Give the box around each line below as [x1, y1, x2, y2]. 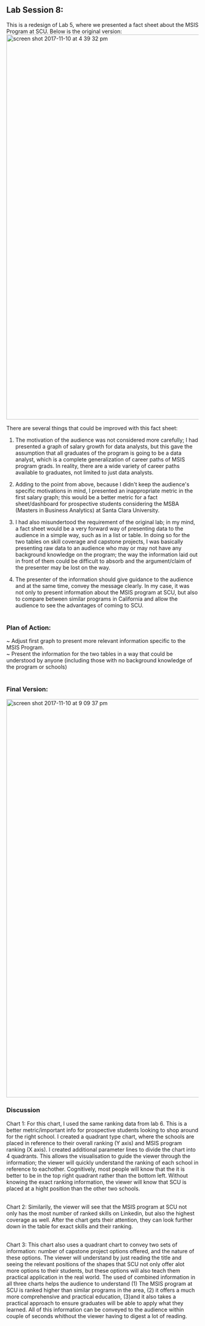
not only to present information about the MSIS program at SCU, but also [15, 588, 198, 596]
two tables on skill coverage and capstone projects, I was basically [15, 538, 184, 545]
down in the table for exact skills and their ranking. [6, 1222, 133, 1230]
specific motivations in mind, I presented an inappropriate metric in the [15, 487, 193, 494]
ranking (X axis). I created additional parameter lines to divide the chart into [6, 1146, 196, 1153]
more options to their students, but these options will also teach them [6, 1267, 181, 1274]
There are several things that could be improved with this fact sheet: [6, 424, 178, 431]
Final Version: [6, 685, 48, 694]
